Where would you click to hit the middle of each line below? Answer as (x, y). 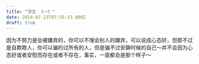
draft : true (21, 23)
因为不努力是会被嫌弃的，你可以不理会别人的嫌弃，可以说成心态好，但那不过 (99, 40)
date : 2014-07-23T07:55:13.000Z (46, 17)
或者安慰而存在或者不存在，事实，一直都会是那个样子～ (84, 55)
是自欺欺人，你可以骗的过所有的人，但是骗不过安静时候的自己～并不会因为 (97, 47)
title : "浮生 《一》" (31, 12)
